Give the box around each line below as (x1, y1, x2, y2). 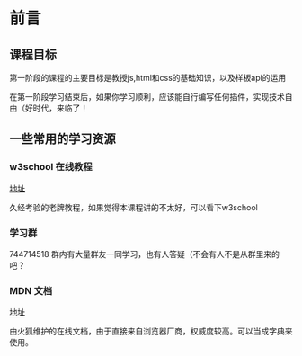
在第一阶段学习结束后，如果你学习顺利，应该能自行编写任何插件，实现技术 (9, 92, 285, 102)
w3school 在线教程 (9, 161, 93, 174)
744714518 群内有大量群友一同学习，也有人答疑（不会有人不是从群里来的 (9, 248, 280, 259)
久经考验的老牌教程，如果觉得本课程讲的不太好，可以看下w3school (9, 201, 258, 212)
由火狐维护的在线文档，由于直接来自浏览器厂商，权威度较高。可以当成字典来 (9, 325, 293, 337)
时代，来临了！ (32, 102, 88, 113)
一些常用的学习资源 (9, 131, 116, 147)
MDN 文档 (9, 284, 53, 297)
